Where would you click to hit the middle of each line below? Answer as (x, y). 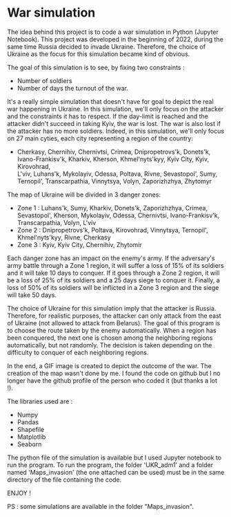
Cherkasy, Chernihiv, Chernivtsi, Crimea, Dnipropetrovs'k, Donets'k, (114, 152)
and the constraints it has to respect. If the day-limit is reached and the (108, 116)
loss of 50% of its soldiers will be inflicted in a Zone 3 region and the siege (113, 287)
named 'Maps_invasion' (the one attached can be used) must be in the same (116, 472)
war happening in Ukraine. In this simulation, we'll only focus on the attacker (115, 109)
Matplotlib (31, 437)
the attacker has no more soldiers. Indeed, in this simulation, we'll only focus (116, 131)
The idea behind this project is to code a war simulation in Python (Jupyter (113, 32)
